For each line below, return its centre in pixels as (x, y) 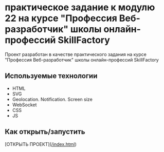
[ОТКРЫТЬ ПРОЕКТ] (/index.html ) (41, 144)
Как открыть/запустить (45, 132)
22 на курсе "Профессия (61, 18)
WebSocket (24, 105)
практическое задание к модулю (80, 7)
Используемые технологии (51, 76)
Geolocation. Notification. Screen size (52, 99)
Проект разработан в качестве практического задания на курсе (76, 54)
